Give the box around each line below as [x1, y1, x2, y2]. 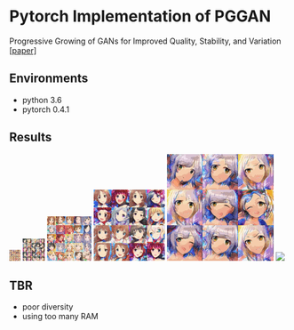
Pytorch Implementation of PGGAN [9, 6, 272, 27]
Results [9, 130, 52, 145]
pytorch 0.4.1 [21, 104, 69, 115]
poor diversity [21, 302, 74, 312]
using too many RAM [21, 311, 99, 322]
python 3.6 [21, 94, 62, 105]
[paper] [9, 44, 37, 55]
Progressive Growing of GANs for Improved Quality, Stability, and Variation [9, 36, 282, 46]
